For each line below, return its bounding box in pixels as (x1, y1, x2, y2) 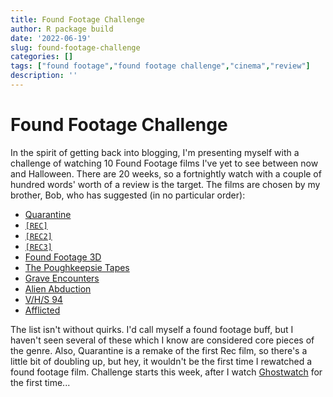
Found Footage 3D (24, 251, 102, 263)
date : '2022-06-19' (10, 33, 92, 43)
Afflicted (24, 304, 61, 316)
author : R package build (10, 24, 114, 34)
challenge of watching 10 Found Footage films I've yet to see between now (10, 157, 319, 169)
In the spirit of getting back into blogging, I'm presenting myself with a (10, 146, 300, 158)
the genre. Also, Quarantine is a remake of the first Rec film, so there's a (10, 344, 308, 356)
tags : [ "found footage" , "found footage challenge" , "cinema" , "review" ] (10, 61, 311, 71)
